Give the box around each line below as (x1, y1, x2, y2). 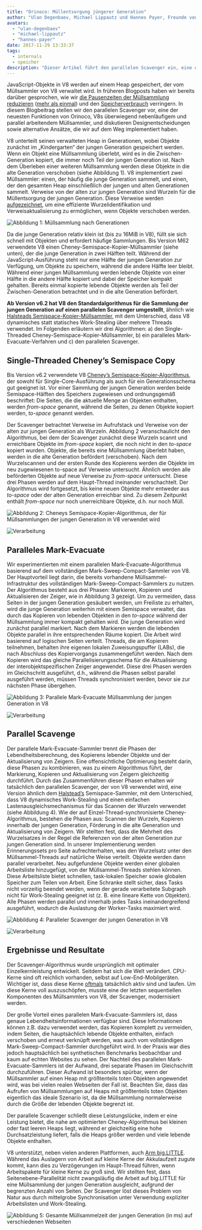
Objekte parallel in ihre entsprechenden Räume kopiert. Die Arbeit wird (7, 631, 182, 638)
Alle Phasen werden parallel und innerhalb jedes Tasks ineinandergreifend (7, 898, 190, 905)
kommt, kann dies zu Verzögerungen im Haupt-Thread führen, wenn (7, 1162, 176, 1169)
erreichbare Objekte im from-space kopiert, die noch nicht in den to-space (7, 441, 192, 448)
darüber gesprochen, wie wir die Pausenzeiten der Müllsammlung (7, 94, 170, 101)
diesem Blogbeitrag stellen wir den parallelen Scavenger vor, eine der (7, 106, 179, 114)
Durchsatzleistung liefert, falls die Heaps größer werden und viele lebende (7, 1131, 191, 1138)
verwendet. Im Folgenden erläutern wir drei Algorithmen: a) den (7, 325, 164, 333)
